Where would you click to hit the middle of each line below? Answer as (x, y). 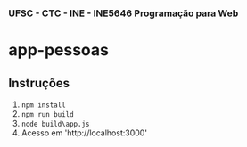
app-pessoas (58, 50)
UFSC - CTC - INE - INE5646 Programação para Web (123, 13)
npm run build (47, 114)
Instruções (39, 83)
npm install (43, 105)
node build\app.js (55, 124)
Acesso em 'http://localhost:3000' (84, 133)
